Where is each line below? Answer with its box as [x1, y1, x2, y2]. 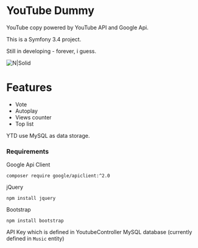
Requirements [6, 147, 49, 155]
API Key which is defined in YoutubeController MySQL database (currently [6, 229, 193, 236]
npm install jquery [6, 196, 56, 202]
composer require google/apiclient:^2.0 [6, 173, 111, 179]
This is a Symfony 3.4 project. [6, 35, 82, 43]
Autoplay [15, 107, 38, 115]
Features [6, 80, 52, 94]
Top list [15, 120, 34, 127]
